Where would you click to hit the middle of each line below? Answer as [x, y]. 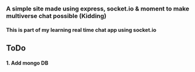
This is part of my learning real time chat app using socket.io [81, 30]
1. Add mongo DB [27, 63]
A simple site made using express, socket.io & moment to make [98, 9]
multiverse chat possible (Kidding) [56, 16]
